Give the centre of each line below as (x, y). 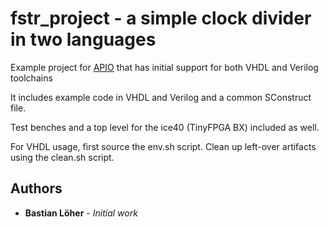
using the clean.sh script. (62, 157)
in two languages (83, 39)
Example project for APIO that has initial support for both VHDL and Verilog (164, 67)
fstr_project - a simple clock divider (161, 18)
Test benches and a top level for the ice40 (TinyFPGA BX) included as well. (165, 127)
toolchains (31, 78)
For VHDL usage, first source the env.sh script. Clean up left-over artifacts (163, 146)
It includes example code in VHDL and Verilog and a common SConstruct (161, 97)
